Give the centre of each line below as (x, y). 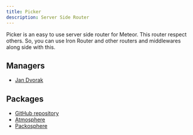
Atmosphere (30, 119)
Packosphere (31, 126)
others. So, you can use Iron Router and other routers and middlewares (94, 41)
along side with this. (31, 47)
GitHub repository (37, 113)
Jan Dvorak (29, 80)
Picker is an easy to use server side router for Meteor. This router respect (96, 34)
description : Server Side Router (48, 17)
